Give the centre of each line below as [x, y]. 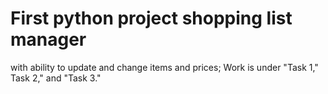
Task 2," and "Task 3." [56, 78]
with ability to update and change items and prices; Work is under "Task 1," [164, 67]
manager [48, 39]
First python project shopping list [151, 18]
